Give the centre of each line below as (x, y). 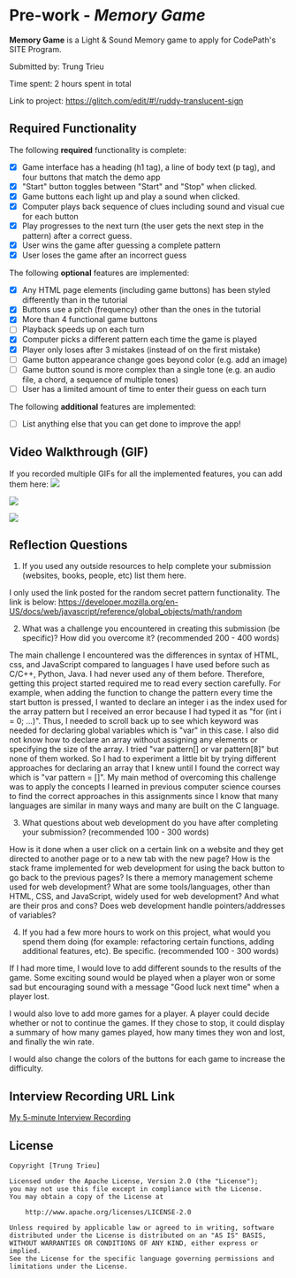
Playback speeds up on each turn (83, 329)
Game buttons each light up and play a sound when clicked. (131, 196)
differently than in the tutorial (75, 300)
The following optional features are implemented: (99, 273)
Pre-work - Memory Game (107, 15)
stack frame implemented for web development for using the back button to (147, 868)
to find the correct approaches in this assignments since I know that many (144, 797)
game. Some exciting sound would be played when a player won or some (142, 978)
